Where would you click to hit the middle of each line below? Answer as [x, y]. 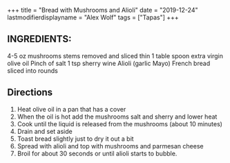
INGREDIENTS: [39, 39]
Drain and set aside [45, 131]
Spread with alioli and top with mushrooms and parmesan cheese [110, 146]
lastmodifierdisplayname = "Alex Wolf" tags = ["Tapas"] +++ [93, 17]
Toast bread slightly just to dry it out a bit [75, 139]
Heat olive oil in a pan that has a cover [71, 109]
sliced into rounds [33, 70]
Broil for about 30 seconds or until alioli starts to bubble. [97, 153]
